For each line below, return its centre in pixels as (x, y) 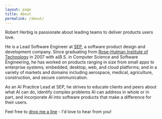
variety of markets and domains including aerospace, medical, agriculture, (79, 73)
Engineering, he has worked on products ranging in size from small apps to (80, 62)
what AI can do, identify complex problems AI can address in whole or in (77, 92)
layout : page (18, 9)
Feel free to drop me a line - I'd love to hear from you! (58, 112)
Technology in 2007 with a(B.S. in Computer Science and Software (72, 57)
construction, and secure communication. (46, 77)
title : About (18, 14)
